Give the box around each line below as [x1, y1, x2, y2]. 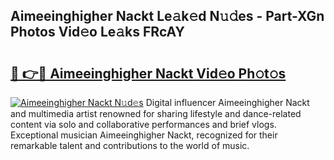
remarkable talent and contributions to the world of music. [10, 140, 250, 151]
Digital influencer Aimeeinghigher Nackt [145, 97, 310, 108]
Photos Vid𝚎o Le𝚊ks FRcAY [10, 24, 185, 41]
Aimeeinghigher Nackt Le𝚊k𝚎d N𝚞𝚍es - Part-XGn [10, 8, 325, 25]
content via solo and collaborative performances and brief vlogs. [10, 119, 277, 130]
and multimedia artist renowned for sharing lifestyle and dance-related [10, 108, 302, 119]
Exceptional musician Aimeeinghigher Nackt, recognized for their [10, 129, 278, 141]
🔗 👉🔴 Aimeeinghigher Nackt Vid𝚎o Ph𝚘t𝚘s [10, 65, 287, 82]
